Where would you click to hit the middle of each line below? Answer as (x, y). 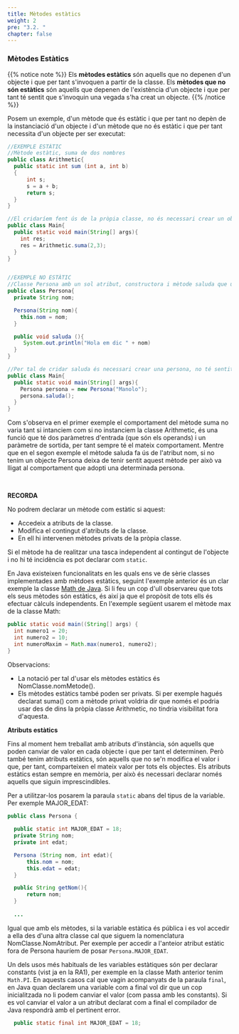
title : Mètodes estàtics (44, 14)
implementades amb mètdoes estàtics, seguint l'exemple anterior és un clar (118, 581)
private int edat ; (41, 842)
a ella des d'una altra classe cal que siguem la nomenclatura (96, 935)
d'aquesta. (33, 716)
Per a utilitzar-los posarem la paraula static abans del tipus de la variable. (116, 795)
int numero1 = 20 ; (41, 631)
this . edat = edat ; (53, 868)
